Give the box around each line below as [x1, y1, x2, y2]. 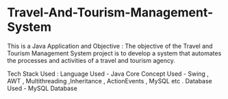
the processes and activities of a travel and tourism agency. [7, 56, 176, 64]
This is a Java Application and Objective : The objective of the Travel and [7, 42, 214, 50]
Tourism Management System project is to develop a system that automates [7, 49, 222, 57]
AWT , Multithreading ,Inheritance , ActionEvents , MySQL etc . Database [7, 76, 212, 85]
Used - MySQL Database [7, 84, 77, 92]
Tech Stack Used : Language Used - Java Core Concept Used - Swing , [7, 70, 209, 78]
